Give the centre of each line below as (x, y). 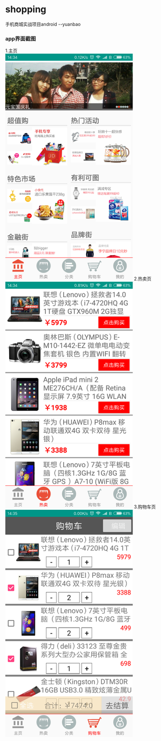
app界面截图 (21, 38)
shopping (26, 9)
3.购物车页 (145, 507)
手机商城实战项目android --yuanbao (43, 24)
